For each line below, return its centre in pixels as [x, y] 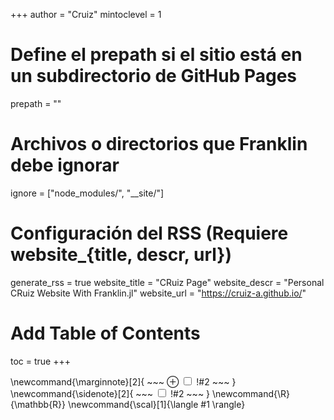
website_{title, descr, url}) [121, 255]
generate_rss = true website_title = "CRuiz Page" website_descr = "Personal [167, 282]
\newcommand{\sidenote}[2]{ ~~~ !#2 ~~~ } [110, 393]
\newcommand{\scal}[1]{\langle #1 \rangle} [156, 404]
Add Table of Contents [105, 333]
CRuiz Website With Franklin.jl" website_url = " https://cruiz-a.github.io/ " [158, 293]
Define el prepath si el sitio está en [156, 55]
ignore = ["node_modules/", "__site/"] [87, 193]
